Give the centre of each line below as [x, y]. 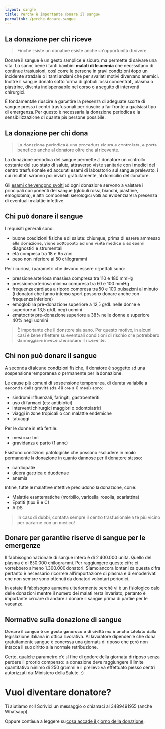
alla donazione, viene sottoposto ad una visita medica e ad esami [78, 243]
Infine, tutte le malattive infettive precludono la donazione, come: [71, 487]
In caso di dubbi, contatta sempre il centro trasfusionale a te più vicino [88, 517]
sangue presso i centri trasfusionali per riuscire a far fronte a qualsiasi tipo [81, 107]
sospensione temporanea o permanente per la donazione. [64, 373]
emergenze [23, 546]
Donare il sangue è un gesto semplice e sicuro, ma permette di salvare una [81, 60]
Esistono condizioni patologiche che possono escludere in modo [71, 452]
